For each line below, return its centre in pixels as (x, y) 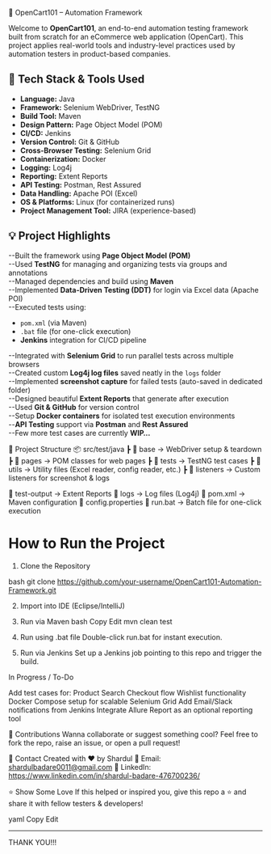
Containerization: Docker (63, 159)
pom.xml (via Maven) (53, 323)
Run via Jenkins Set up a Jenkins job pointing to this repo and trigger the (141, 653)
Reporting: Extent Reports (64, 176)
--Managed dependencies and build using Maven (91, 281)
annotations (28, 273)
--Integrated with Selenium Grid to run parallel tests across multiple (121, 355)
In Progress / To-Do (41, 677)
